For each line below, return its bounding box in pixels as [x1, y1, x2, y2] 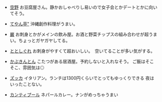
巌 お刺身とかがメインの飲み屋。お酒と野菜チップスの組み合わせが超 [9, 32, 149, 37]
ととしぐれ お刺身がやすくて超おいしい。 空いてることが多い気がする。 [9, 48, 155, 54]
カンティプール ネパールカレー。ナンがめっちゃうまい [9, 92, 119, 98]
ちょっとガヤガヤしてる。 [18, 37, 70, 43]
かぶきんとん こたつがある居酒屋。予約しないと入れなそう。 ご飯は [9, 59, 146, 64]
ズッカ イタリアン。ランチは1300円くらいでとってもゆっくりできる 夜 [9, 75, 150, 81]
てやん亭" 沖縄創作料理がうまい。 [9, 21, 78, 27]
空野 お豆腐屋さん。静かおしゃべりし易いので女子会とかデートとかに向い [9, 4, 158, 10]
